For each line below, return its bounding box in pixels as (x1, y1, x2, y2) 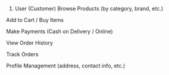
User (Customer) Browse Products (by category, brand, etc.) (14, 5, 164, 12)
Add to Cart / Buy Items (6, 17, 64, 23)
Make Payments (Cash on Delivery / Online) (6, 28, 113, 35)
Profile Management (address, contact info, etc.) (6, 62, 126, 69)
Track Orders (6, 51, 39, 58)
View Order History (6, 40, 54, 46)
